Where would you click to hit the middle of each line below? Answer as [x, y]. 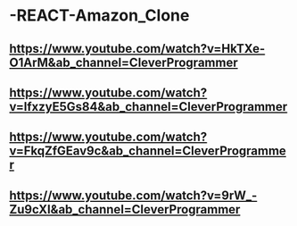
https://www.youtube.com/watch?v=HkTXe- [137, 49]
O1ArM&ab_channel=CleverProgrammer [124, 62]
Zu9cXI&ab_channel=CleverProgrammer [125, 209]
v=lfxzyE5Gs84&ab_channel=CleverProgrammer [148, 107]
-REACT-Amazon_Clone [99, 16]
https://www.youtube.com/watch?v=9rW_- [133, 195]
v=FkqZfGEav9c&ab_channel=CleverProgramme [148, 151]
